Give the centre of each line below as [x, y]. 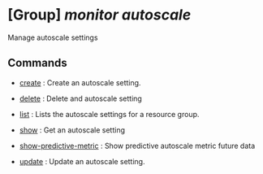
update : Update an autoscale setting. [82, 161]
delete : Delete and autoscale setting [81, 98]
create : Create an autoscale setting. [80, 82]
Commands [38, 63]
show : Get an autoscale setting [72, 130]
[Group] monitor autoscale [99, 15]
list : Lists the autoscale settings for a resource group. [109, 114]
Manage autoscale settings [53, 37]
